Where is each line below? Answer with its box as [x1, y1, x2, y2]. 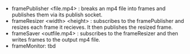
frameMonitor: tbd [11, 42, 56, 49]
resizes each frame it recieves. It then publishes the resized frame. [11, 23, 173, 31]
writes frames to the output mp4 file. [11, 36, 101, 43]
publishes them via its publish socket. [11, 11, 103, 18]
